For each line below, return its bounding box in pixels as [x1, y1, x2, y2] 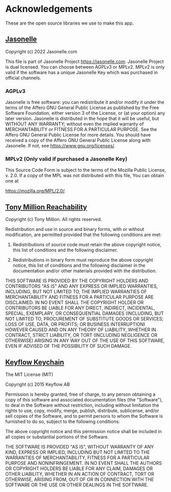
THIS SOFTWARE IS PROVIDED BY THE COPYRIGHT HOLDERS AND [5, 277, 149, 284]
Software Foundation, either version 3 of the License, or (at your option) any [5, 110, 165, 116]
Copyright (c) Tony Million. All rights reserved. [5, 216, 102, 223]
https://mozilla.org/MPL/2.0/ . [5, 188, 66, 194]
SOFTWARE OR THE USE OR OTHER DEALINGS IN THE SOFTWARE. [5, 482, 149, 488]
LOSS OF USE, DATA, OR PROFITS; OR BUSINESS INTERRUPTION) [5, 321, 145, 328]
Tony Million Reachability [5, 203, 88, 211]
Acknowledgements [5, 3, 93, 15]
